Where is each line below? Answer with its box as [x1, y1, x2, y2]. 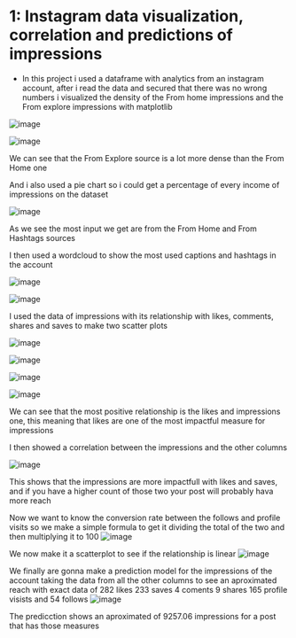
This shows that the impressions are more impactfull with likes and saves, [9, 476, 277, 486]
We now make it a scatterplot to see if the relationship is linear [9, 548, 237, 559]
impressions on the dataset [9, 189, 109, 199]
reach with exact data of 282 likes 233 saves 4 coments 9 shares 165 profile [9, 584, 288, 595]
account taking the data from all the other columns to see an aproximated [9, 574, 277, 586]
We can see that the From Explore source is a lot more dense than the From [9, 152, 285, 163]
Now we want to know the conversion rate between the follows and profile [9, 512, 281, 523]
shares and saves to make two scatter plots [9, 320, 168, 331]
